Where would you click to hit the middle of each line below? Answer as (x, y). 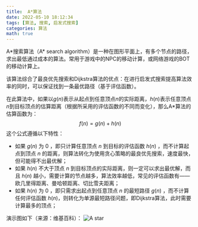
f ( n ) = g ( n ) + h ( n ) (100, 124)
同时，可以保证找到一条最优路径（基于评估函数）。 (78, 86)
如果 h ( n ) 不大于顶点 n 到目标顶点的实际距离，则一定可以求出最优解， (100, 168)
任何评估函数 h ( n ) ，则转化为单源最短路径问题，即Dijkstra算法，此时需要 (103, 198)
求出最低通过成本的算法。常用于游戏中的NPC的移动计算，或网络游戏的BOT (98, 59)
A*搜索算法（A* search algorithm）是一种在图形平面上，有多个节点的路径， (99, 52)
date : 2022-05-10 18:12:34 (40, 17)
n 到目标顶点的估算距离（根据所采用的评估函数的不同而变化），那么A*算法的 (99, 106)
